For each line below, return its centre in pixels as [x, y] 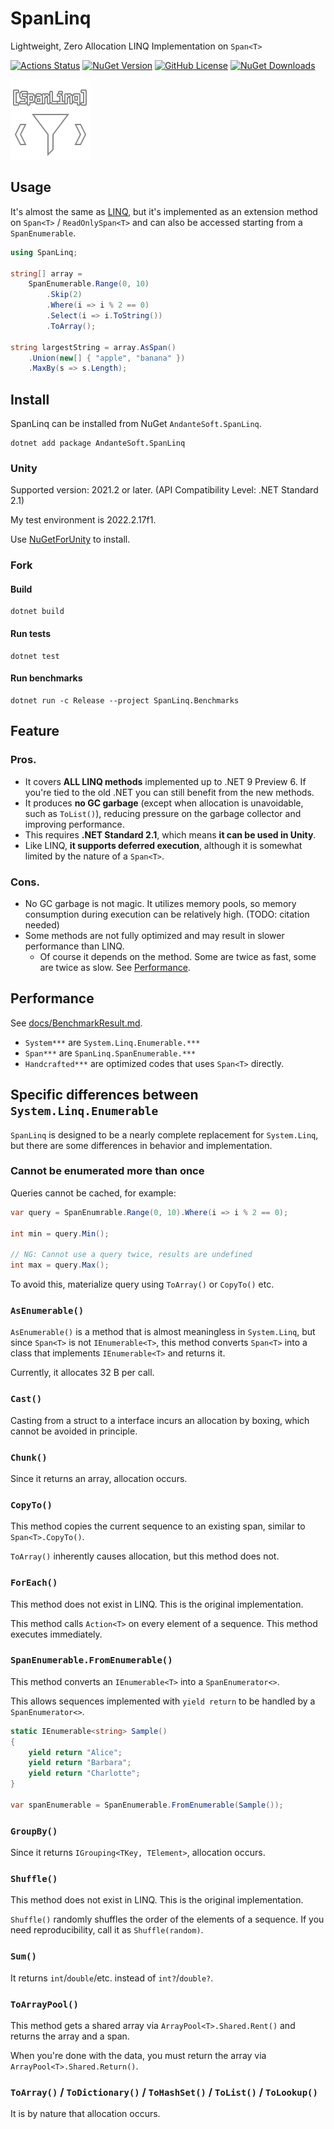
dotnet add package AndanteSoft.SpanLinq [98, 443]
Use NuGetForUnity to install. [70, 539]
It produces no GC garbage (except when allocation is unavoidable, [164, 803]
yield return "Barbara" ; [80, 1763]
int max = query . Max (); [60, 1265]
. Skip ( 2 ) [64, 295]
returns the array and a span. [70, 2036]
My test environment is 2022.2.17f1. [83, 520]
